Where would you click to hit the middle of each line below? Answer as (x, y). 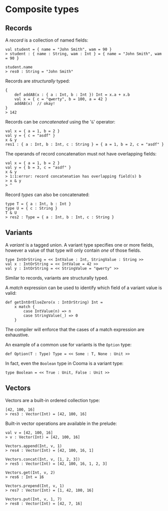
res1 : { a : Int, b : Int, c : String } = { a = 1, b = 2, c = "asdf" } (85, 144)
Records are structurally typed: (38, 81)
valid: (11, 293)
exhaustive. (17, 335)
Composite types (42, 9)
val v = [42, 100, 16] (29, 433)
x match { (25, 307)
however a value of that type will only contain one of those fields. (73, 250)
